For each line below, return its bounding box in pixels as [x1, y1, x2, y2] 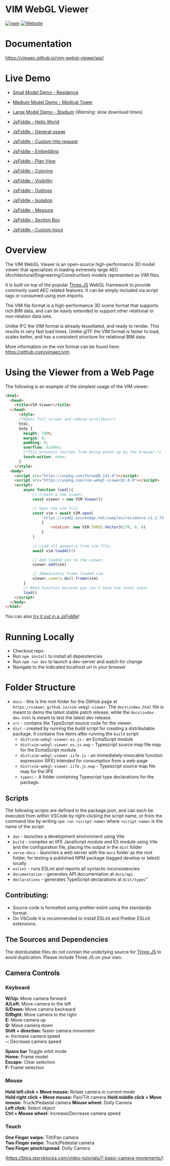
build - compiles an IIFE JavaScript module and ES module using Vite [12, 839, 158, 844]
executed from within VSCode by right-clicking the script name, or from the [5, 813, 163, 819]
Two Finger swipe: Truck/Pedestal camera [5, 1140, 95, 1146]
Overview [5, 245, 47, 256]
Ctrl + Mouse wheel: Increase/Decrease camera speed [5, 1110, 120, 1116]
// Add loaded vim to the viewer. [32, 557, 105, 563]
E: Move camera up [5, 1017, 46, 1023]
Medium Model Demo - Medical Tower [12, 99, 93, 105]
